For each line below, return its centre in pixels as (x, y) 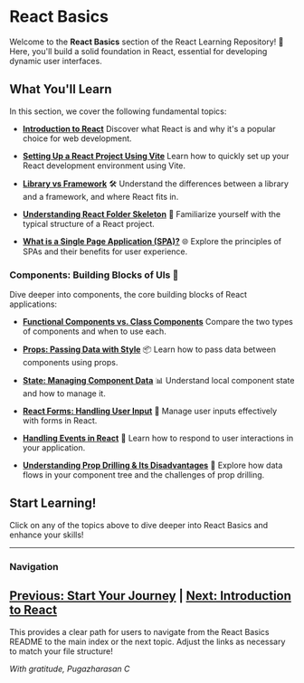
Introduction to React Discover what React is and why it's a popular (149, 128)
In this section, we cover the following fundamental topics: (118, 111)
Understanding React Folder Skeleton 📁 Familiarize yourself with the (152, 213)
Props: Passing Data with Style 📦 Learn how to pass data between (149, 349)
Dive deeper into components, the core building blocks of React (128, 295)
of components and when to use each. (95, 331)
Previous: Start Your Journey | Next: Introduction (151, 596)
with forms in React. (60, 421)
